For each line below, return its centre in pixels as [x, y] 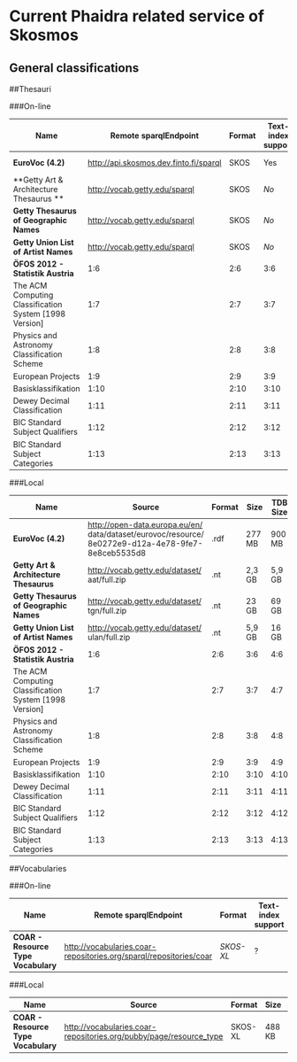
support [269, 924]
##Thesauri [30, 89]
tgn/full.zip [107, 610]
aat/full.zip [107, 579]
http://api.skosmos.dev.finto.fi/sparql [155, 162]
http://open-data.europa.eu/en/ [145, 524]
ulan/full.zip [109, 637]
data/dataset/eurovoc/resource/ [146, 534]
